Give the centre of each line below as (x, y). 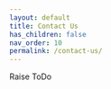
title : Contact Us (44, 26)
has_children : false (48, 34)
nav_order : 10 (36, 43)
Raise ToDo (31, 76)
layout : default (40, 18)
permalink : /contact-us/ (56, 51)
